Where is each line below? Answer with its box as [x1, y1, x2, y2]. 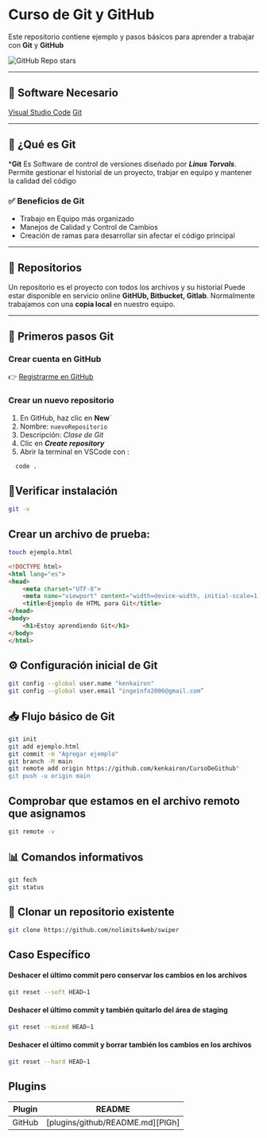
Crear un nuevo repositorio [8, 395, 114, 406]
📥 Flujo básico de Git [8, 710, 115, 724]
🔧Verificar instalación [8, 484, 118, 498]
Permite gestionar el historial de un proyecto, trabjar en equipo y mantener [8, 167, 253, 177]
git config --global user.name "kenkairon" [8, 680, 155, 688]
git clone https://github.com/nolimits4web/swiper [8, 926, 180, 934]
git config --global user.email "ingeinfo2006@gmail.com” [8, 687, 204, 695]
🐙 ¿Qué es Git [8, 138, 76, 152]
